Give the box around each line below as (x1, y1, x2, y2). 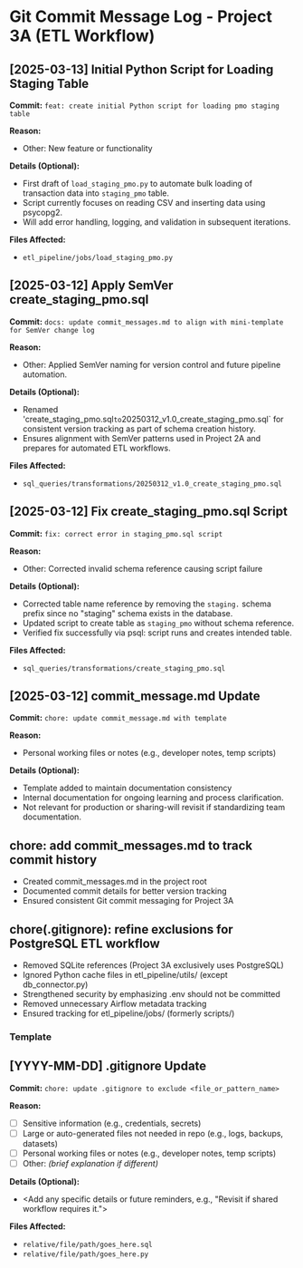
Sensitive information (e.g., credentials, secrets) (22, 1118, 202, 1128)
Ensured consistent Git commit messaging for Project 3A (22, 895, 234, 906)
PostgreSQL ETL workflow (9, 935, 160, 951)
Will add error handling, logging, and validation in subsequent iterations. (22, 217, 291, 227)
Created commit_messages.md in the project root (22, 876, 208, 887)
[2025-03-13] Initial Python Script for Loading (9, 62, 274, 77)
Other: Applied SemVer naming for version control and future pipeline (22, 359, 281, 370)
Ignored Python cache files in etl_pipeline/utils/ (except (22, 970, 228, 981)
